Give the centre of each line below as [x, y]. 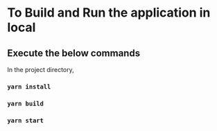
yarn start [25, 120]
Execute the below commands [74, 53]
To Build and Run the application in [109, 13]
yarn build [25, 103]
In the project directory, [41, 70]
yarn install [29, 87]
